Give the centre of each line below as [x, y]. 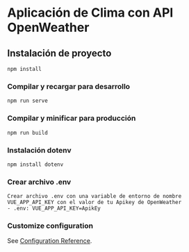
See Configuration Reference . [50, 241]
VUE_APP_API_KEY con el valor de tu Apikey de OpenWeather [94, 203]
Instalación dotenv [39, 150]
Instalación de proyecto [59, 53]
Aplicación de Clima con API [90, 13]
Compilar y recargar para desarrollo [69, 86]
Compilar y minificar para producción [72, 118]
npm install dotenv [35, 165]
